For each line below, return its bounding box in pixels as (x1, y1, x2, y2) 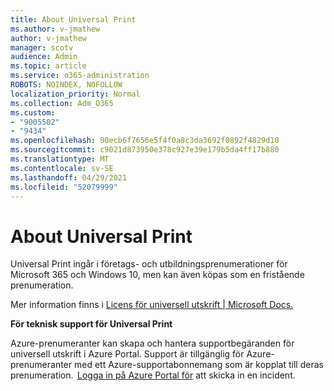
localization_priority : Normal (10, 89, 141, 99)
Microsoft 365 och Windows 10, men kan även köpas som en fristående (10, 269, 305, 281)
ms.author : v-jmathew (10, 24, 101, 34)
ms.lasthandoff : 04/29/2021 (10, 172, 128, 183)
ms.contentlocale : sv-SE (10, 163, 114, 173)
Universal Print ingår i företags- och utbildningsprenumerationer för (10, 258, 288, 270)
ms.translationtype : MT (10, 154, 110, 164)
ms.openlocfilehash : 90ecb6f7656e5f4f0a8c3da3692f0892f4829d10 (10, 136, 280, 146)
